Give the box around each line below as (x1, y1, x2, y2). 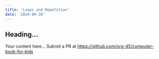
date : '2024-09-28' (5, 12, 45, 17)
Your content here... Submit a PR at (5, 43, 77, 50)
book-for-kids (5, 49, 34, 55)
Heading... (5, 30, 39, 39)
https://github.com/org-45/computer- (77, 43, 154, 50)
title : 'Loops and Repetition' (5, 7, 70, 12)
